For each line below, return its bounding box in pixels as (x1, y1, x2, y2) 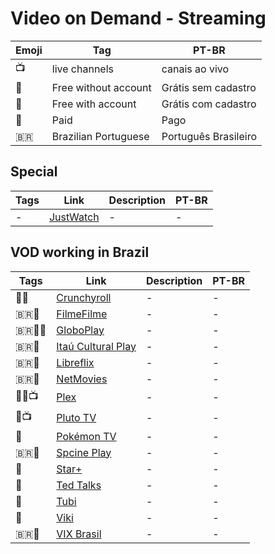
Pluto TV (56, 411, 97, 425)
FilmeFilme (56, 307, 108, 321)
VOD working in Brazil (10, 244, 150, 261)
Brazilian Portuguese (51, 129, 150, 143)
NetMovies (56, 372, 108, 386)
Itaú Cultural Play (56, 339, 137, 353)
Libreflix (56, 355, 95, 369)
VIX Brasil (56, 527, 102, 541)
